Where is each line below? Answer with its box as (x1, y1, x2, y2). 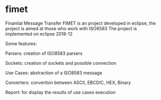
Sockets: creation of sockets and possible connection (5, 60, 117, 66)
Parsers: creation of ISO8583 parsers (5, 50, 83, 56)
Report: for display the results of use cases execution (5, 89, 116, 95)
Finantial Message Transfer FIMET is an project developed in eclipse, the (5, 20, 156, 26)
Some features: (5, 40, 37, 46)
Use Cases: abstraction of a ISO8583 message (5, 69, 102, 76)
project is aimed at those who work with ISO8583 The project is (5, 25, 137, 31)
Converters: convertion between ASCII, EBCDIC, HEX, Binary (5, 79, 131, 85)
